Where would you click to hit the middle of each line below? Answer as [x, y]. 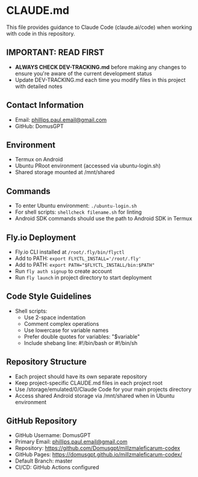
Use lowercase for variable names [66, 330]
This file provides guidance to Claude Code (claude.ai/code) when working [99, 27]
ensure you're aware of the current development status [83, 73]
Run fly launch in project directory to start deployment [83, 277]
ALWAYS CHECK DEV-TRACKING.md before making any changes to [101, 67]
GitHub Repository [42, 421]
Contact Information [45, 105]
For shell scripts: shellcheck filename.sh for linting [78, 212]
